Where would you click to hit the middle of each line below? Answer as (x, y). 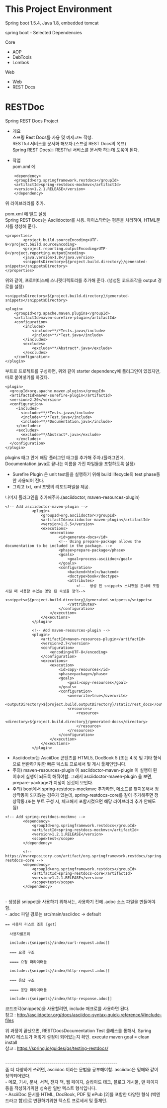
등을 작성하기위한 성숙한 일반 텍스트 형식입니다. (51, 1088)
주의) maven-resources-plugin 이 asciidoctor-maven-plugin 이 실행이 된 (85, 770)
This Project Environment (59, 9)
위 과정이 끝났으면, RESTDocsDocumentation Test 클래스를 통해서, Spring (78, 1030)
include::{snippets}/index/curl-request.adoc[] (60, 943)
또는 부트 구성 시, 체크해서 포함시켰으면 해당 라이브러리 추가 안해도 (91, 801)
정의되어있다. (18, 1076)
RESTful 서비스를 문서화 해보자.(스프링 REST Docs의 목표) (69, 143)
